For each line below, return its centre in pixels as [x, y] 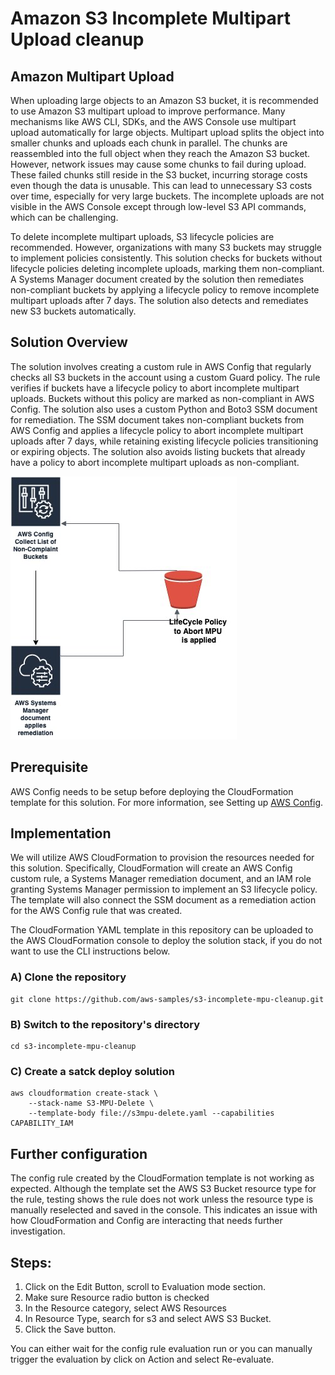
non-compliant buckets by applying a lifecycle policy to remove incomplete [165, 290]
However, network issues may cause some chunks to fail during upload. [158, 164]
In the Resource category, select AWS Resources [126, 1308]
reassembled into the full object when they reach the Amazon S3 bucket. [160, 153]
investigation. [38, 1231]
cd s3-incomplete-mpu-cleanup [73, 1047]
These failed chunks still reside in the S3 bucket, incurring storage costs [159, 175]
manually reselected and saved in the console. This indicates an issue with [164, 1210]
